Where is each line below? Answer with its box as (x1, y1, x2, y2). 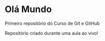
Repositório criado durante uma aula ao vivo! (5, 30, 98, 36)
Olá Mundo (5, 4, 52, 15)
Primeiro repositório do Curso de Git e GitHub (5, 20, 100, 26)
